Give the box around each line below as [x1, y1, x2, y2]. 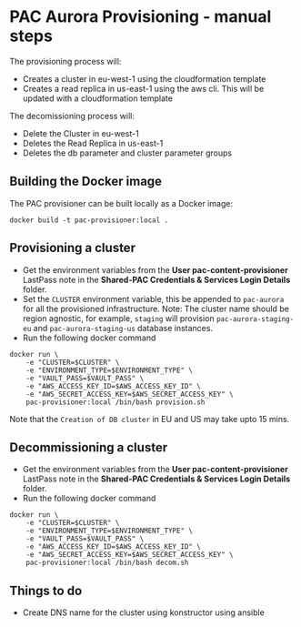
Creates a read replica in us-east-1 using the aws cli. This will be [22, 83, 265, 94]
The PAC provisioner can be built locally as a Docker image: [9, 197, 234, 208]
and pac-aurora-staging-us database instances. [33, 322, 214, 333]
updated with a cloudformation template [22, 93, 173, 104]
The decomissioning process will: [9, 110, 135, 121]
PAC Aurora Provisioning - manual [9, 6, 272, 27]
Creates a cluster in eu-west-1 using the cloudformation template [22, 73, 266, 84]
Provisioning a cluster [9, 240, 136, 256]
